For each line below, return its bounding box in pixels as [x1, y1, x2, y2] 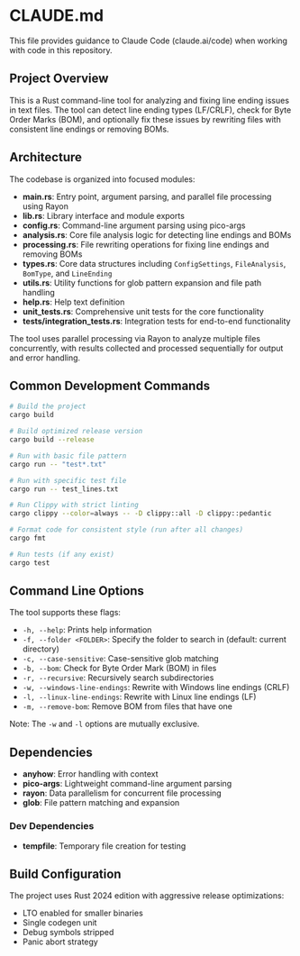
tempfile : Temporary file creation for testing [22, 840, 186, 851]
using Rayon [22, 200, 69, 212]
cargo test [9, 558, 50, 568]
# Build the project [9, 402, 87, 411]
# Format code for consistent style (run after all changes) [9, 525, 244, 534]
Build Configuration [9, 866, 122, 881]
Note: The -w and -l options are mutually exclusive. [9, 718, 200, 730]
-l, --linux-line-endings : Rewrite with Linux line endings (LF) [22, 691, 257, 703]
